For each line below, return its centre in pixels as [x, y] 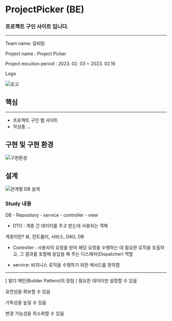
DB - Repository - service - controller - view [52, 215]
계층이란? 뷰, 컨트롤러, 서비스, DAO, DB [45, 237]
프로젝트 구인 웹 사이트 [35, 120]
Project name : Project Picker [36, 54]
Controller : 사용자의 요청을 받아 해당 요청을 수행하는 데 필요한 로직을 [82, 247]
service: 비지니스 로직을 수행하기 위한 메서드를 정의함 [66, 265]
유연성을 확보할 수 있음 [28, 292]
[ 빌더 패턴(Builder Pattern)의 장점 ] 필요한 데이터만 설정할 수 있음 [71, 281]
